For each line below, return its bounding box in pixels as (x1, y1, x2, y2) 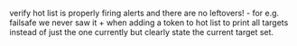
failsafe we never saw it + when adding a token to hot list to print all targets (9, 17, 289, 28)
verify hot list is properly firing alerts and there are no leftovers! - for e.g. (9, 8, 280, 18)
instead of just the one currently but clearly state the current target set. (9, 27, 274, 37)
